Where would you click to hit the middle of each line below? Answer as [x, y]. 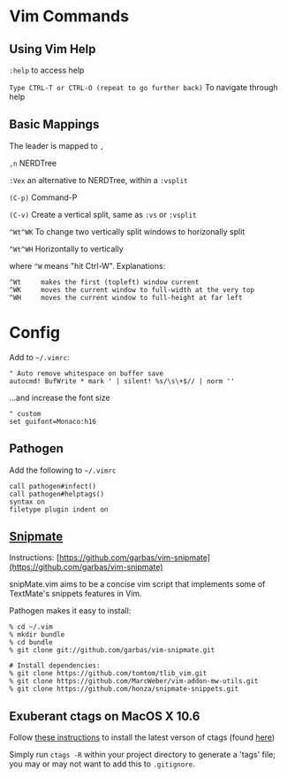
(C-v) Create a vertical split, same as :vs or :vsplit [103, 214]
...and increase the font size [60, 397]
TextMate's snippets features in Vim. [76, 594]
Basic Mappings [54, 124]
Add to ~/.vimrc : [39, 357]
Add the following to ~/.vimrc [63, 470]
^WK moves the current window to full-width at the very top [132, 289]
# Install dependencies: [55, 666]
